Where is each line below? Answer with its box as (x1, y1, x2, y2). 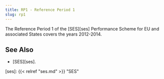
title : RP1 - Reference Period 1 (5, 7, 75, 12)
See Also (5, 45, 34, 54)
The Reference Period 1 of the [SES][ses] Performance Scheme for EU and (5, 25, 159, 31)
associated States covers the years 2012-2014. (5, 31, 102, 37)
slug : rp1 (5, 12, 26, 17)
